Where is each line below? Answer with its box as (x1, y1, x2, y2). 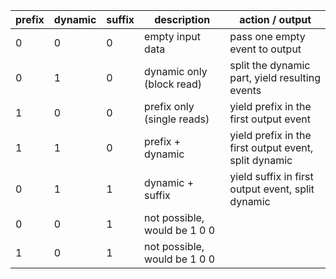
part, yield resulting (229, 71, 321, 84)
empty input (144, 30, 201, 43)
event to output (229, 42, 302, 56)
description (154, 13, 211, 26)
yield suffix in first (229, 170, 314, 183)
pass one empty (229, 30, 306, 43)
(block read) (144, 77, 203, 91)
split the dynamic (229, 59, 311, 72)
